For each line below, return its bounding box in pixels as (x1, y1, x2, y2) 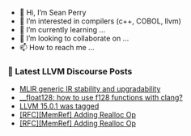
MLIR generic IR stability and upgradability (19, 84, 161, 94)
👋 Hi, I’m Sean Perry (19, 8, 87, 17)
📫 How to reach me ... (19, 43, 95, 52)
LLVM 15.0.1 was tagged (19, 101, 100, 111)
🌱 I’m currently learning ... (19, 25, 106, 34)
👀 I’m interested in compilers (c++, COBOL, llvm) (19, 16, 181, 26)
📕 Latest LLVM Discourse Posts (7, 66, 133, 77)
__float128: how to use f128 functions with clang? (19, 93, 183, 103)
